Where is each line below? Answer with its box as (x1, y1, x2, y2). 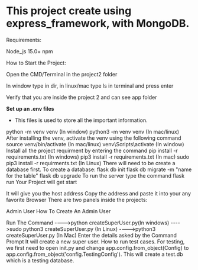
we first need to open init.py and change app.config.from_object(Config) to (6, 244, 189, 251)
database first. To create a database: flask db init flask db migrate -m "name (6, 166, 192, 173)
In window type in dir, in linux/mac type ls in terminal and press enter (6, 82, 174, 89)
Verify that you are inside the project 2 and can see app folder (6, 94, 157, 101)
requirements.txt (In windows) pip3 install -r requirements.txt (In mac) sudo (6, 153, 190, 160)
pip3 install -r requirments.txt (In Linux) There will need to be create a (6, 159, 176, 166)
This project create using (6, 4, 132, 18)
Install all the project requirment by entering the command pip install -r (6, 147, 178, 154)
